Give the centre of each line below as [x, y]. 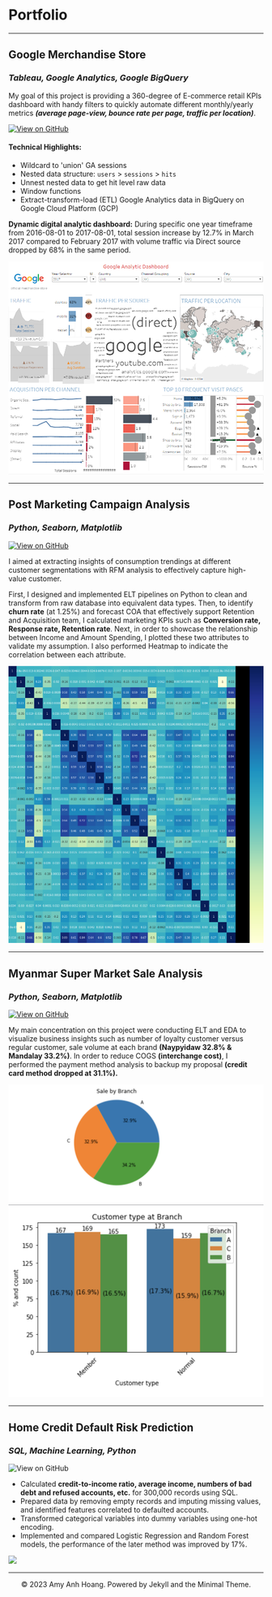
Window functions [51, 191]
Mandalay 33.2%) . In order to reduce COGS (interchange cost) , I [118, 1056]
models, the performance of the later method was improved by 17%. [134, 1544]
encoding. [37, 1527]
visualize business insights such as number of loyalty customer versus [126, 1039]
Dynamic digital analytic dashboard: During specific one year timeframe [131, 224]
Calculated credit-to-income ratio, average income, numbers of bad [136, 1484]
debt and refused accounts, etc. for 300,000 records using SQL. [129, 1492]
